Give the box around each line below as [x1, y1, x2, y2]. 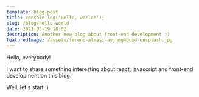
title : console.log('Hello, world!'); [6, 15, 105, 21]
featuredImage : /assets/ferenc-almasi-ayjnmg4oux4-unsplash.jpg [6, 37, 173, 43]
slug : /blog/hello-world [6, 20, 69, 26]
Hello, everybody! [6, 54, 51, 61]
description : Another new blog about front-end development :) [6, 32, 170, 38]
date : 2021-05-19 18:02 [6, 25, 67, 32]
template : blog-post [6, 8, 59, 15]
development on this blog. [6, 72, 72, 79]
